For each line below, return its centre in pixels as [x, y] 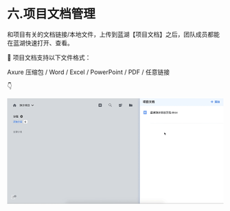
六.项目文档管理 [51, 14]
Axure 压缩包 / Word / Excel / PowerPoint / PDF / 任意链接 [89, 72]
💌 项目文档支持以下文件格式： [49, 57]
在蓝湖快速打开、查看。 [40, 42]
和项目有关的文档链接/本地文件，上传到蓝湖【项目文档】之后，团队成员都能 [114, 34]
